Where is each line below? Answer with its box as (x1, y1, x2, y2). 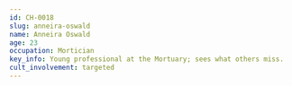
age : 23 (9, 38, 39, 47)
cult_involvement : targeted (9, 64, 115, 73)
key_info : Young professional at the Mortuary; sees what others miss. (9, 55, 284, 64)
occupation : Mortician (9, 47, 95, 56)
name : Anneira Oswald (9, 30, 91, 39)
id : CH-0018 (9, 13, 54, 22)
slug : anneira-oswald (9, 21, 91, 30)
